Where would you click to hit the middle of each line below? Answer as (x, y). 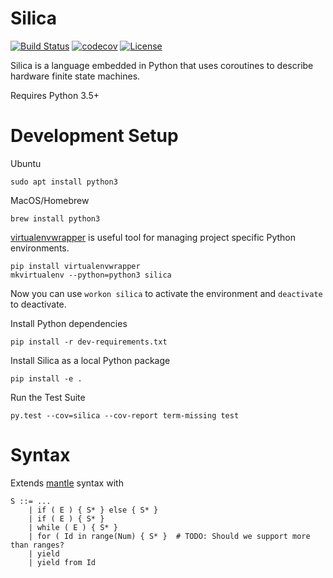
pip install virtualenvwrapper (75, 266)
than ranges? (37, 545)
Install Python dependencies (69, 323)
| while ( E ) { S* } (73, 527)
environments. (40, 248)
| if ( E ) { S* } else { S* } (93, 510)
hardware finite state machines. (75, 76)
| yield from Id (62, 562)
